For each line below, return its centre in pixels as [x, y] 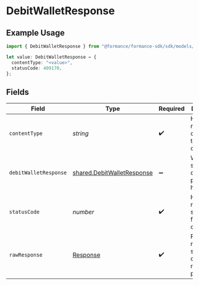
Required [171, 109]
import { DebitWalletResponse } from [53, 46]
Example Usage [36, 33]
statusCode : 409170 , [37, 68]
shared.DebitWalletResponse [113, 173]
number [84, 212]
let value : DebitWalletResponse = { [51, 57]
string [81, 133]
